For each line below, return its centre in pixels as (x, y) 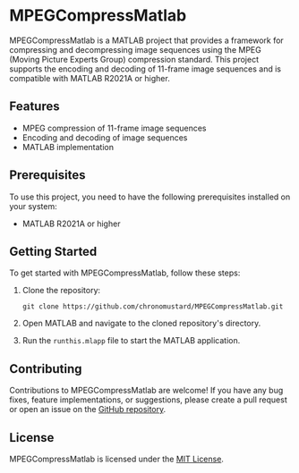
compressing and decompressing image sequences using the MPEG (135, 49)
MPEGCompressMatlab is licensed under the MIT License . (116, 459)
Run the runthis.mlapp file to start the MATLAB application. (131, 341)
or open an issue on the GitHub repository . (88, 410)
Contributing (46, 369)
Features (34, 107)
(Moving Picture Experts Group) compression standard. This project (134, 59)
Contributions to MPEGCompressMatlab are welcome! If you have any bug (146, 391)
